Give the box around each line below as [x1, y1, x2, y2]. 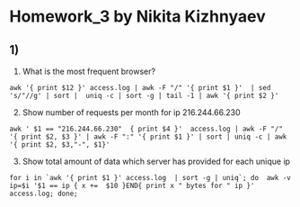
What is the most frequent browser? [22, 66, 155, 76]
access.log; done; [9, 189, 78, 198]
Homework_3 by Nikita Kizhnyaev [9, 6, 267, 27]
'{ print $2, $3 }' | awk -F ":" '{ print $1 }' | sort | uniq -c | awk [9, 132, 287, 141]
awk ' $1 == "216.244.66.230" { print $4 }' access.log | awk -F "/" [9, 124, 283, 133]
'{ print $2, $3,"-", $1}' [9, 140, 110, 149]
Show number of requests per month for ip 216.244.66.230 [22, 107, 241, 118]
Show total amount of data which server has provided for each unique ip [22, 156, 290, 166]
